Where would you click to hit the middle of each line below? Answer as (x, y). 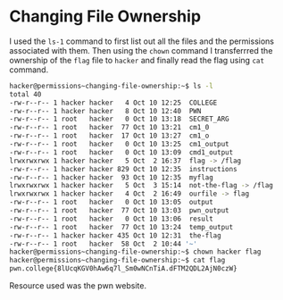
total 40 (25, 94)
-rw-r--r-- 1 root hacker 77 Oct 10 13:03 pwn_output (119, 211)
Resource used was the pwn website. (78, 286)
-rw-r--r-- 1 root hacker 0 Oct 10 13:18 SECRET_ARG (119, 119)
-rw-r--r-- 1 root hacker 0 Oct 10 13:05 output (112, 203)
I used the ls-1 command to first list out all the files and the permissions (142, 41)
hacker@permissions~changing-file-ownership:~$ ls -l (112, 86)
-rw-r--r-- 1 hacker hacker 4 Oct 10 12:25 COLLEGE (113, 103)
